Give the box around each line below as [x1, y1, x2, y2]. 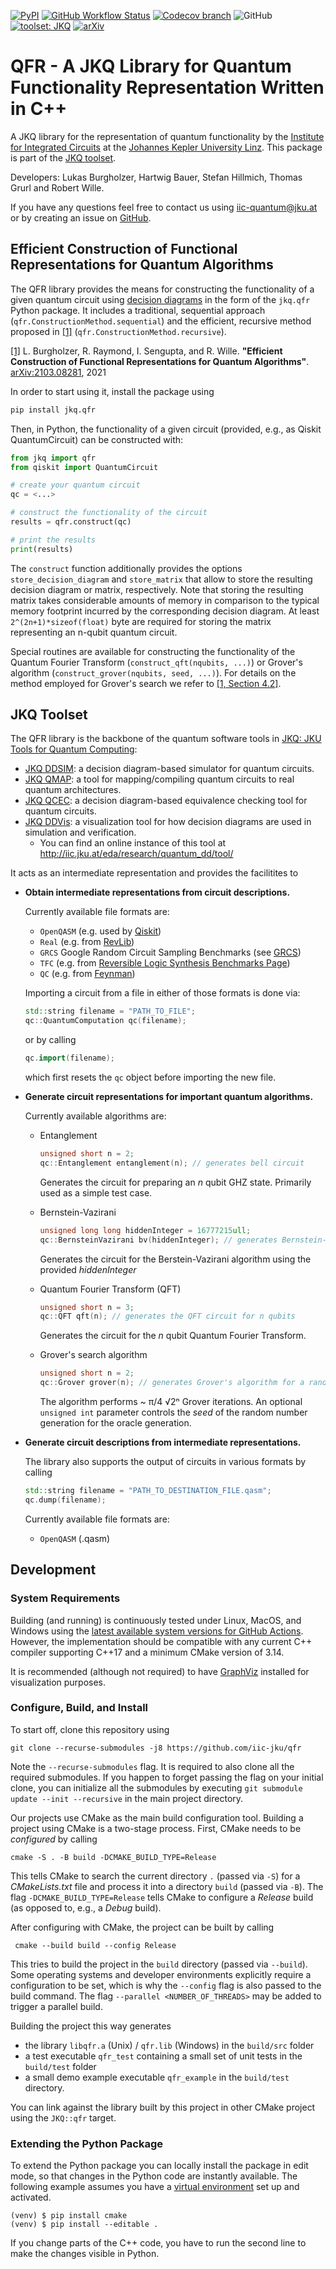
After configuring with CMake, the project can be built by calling [10, 1921, 275, 1933]
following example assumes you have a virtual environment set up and [10, 2181, 300, 2193]
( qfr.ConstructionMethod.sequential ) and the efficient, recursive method [10, 315, 312, 327]
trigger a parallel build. [10, 2000, 103, 2012]
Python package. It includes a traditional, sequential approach [10, 304, 266, 316]
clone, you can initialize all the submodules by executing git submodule [10, 1781, 303, 1794]
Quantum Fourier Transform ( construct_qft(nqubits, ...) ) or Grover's [10, 656, 303, 668]
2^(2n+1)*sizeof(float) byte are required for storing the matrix [10, 615, 272, 627]
